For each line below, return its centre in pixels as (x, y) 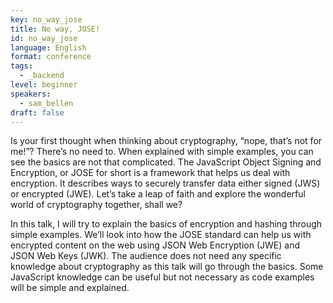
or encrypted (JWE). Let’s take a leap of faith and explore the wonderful (158, 194)
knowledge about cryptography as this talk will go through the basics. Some (167, 267)
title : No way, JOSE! (55, 29)
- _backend (42, 76)
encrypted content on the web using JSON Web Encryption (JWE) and (155, 245)
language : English (48, 47)
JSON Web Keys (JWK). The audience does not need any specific (146, 256)
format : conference (51, 57)
